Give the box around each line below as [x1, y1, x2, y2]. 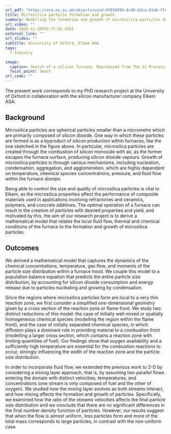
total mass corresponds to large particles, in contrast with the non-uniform [5, 418, 162, 424]
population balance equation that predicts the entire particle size [5, 274, 141, 280]
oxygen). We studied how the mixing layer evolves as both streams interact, [5, 385, 164, 392]
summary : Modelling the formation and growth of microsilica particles [5, 17, 160, 22]
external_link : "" [5, 31, 44, 36]
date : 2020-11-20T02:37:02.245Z [5, 27, 74, 32]
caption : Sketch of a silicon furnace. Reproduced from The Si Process [10, 64, 165, 69]
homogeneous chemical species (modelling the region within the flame [5, 316, 154, 322]
